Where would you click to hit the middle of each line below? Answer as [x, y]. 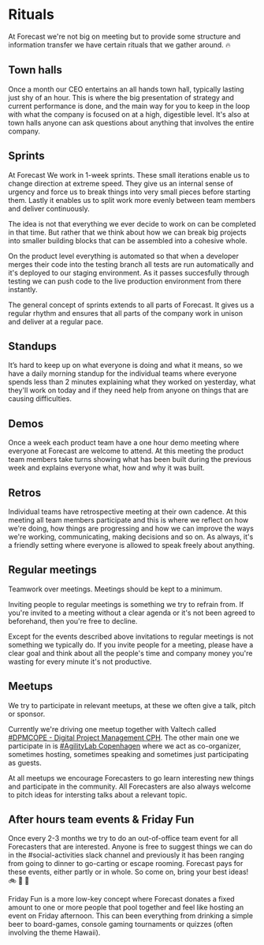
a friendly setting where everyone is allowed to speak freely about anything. [131, 545]
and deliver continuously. [49, 208]
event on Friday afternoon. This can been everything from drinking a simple [131, 916]
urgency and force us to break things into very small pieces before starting [129, 192]
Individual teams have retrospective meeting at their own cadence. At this [127, 512]
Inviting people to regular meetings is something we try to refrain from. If [126, 604]
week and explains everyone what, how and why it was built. [106, 468]
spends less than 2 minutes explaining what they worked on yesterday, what [132, 382]
